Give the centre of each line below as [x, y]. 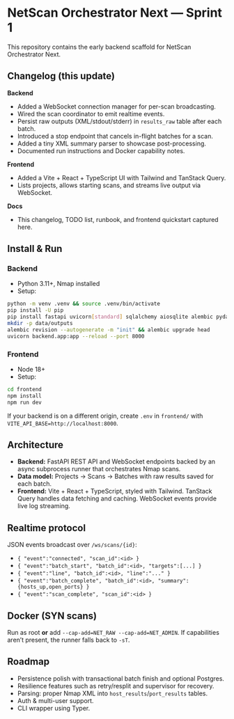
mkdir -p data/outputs [40, 324]
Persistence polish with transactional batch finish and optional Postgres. [121, 678]
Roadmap [29, 662]
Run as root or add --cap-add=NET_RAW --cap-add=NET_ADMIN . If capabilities [113, 633]
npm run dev [24, 402]
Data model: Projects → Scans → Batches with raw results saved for [115, 476]
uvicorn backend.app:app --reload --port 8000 [76, 336]
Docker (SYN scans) [52, 616]
